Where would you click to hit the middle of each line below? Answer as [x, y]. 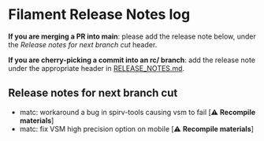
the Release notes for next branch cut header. [83, 44]
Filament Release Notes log [99, 15]
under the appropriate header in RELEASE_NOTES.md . [97, 68]
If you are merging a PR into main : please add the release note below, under [132, 36]
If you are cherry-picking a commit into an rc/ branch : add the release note [132, 60]
